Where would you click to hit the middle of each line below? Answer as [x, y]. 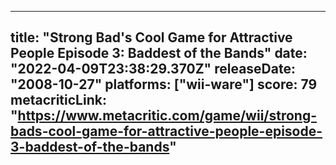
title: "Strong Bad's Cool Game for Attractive [151, 37]
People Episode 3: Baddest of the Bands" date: [159, 53]
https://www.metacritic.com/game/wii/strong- [167, 116]
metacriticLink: [58, 100]
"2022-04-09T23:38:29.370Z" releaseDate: [153, 69]
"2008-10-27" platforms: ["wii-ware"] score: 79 [164, 84]
